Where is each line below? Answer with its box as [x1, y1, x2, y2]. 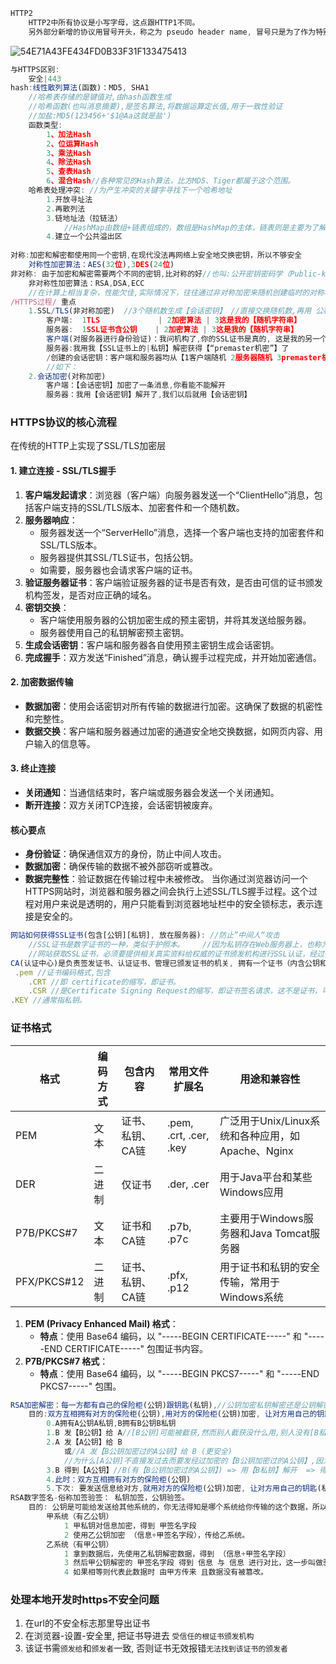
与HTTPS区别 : [10, 64, 60, 74]
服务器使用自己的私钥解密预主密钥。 [39, 626, 190, 638]
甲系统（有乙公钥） [46, 1512, 114, 1522]
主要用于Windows [219, 1211, 304, 1225]
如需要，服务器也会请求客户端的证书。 [39, 564, 198, 576]
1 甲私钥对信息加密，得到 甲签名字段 [63, 1520, 197, 1531]
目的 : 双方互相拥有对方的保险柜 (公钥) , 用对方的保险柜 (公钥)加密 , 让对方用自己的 [28, 1409, 318, 1419]
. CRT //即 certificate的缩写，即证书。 [28, 977, 181, 987]
